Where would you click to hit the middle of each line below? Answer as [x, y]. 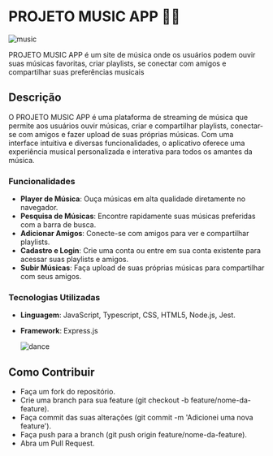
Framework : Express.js [59, 331]
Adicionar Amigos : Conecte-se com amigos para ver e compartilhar [134, 234]
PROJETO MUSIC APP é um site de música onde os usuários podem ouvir [132, 54]
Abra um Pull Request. [57, 443]
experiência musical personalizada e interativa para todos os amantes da [131, 151]
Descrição [35, 98]
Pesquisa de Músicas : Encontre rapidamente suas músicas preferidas [138, 216]
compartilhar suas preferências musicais [76, 71]
